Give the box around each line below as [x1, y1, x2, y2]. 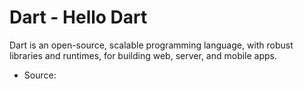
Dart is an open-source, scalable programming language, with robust [9, 39, 294, 51]
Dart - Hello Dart [9, 6, 148, 29]
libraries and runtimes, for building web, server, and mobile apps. [9, 49, 278, 61]
